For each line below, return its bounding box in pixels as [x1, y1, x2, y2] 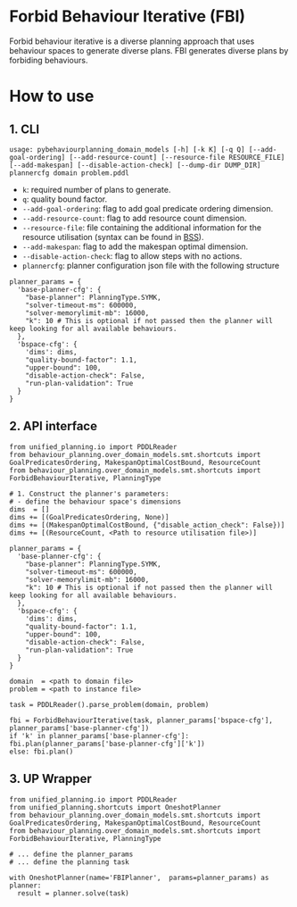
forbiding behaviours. [9, 54, 88, 65]
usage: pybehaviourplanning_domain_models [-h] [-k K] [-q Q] [9, 145, 245, 154]
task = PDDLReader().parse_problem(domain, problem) [9, 700, 210, 709]
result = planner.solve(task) [17, 888, 129, 898]
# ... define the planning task [9, 857, 129, 867]
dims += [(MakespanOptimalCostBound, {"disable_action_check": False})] [9, 520, 285, 529]
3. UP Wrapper [9, 771, 92, 786]
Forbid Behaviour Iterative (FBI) [9, 6, 246, 27]
